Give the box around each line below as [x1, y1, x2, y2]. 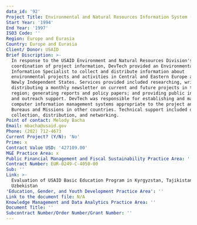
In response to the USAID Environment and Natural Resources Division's [11, 57, 193, 63]
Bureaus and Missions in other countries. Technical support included [11, 107, 188, 112]
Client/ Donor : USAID [6, 47, 59, 53]
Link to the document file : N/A [6, 194, 85, 200]
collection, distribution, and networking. [11, 112, 119, 118]
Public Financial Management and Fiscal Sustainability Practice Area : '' [6, 156, 193, 162]
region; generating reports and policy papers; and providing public [11, 90, 185, 96]
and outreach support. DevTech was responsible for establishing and [11, 96, 185, 101]
